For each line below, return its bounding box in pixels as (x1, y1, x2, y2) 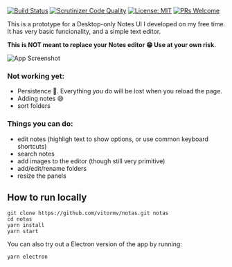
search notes (17, 149, 55, 158)
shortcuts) (17, 142, 47, 150)
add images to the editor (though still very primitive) (17, 156, 166, 165)
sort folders (17, 102, 51, 110)
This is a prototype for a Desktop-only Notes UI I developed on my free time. (7, 20, 226, 28)
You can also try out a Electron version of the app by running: (7, 240, 182, 248)
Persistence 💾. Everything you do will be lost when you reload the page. (17, 87, 223, 95)
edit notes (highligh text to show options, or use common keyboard (17, 135, 209, 143)
